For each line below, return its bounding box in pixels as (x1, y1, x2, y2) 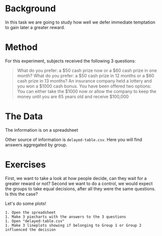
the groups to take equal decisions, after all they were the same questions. (5, 185, 156, 192)
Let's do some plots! (5, 200, 47, 206)
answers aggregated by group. (5, 142, 68, 147)
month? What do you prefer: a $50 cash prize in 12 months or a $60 (17, 72, 155, 79)
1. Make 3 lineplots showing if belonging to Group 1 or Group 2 (5, 223, 141, 228)
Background (5, 3, 56, 14)
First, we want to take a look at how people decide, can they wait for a (5, 175, 147, 181)
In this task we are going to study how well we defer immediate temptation (5, 19, 156, 25)
